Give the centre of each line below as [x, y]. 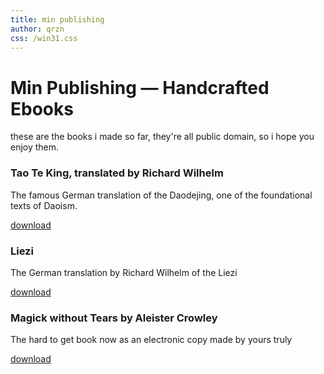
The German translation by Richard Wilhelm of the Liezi [124, 272]
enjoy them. [35, 147]
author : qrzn [37, 29]
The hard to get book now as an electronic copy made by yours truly [151, 340]
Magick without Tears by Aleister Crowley [114, 318]
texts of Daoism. [44, 205]
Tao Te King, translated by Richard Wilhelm [117, 173]
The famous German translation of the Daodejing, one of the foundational [161, 195]
